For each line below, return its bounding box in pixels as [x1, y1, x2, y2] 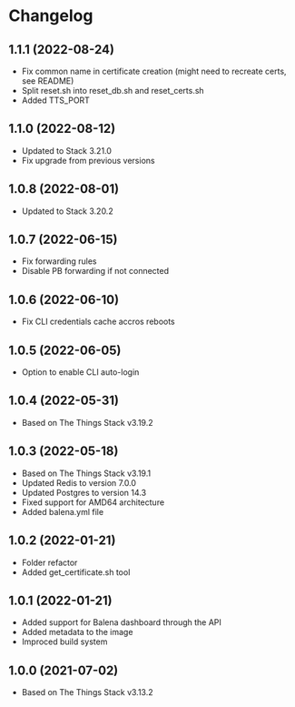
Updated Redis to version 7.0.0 [21, 477, 137, 488]
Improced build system [21, 636, 108, 647]
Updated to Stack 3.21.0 [21, 145, 113, 156]
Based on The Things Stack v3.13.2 [21, 687, 153, 698]
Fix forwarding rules [21, 256, 97, 267]
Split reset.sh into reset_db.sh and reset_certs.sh [21, 86, 205, 96]
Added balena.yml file [21, 506, 104, 517]
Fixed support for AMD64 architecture [21, 497, 165, 508]
